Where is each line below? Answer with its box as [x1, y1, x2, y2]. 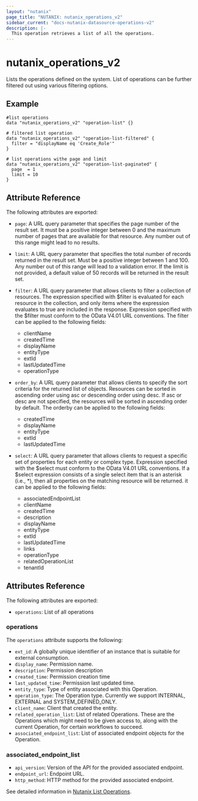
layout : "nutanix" [6, 8, 51, 15]
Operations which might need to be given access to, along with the [14, 716, 178, 724]
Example [6, 99, 39, 109]
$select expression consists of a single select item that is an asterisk [14, 471, 182, 478]
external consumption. [14, 654, 70, 661]
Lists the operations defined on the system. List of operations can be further [6, 76, 192, 83]
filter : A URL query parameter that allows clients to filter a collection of [14, 287, 191, 294]
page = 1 [11, 166, 35, 172]
